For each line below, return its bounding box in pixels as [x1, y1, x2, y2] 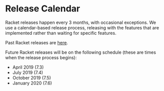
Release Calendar [5, 3, 80, 14]
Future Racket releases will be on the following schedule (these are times [5, 49, 156, 55]
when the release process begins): [5, 54, 77, 60]
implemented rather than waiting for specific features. [5, 30, 117, 36]
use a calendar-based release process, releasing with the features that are [5, 24, 159, 30]
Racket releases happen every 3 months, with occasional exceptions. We [5, 19, 156, 25]
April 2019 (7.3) [12, 64, 44, 70]
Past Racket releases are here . [5, 39, 68, 45]
